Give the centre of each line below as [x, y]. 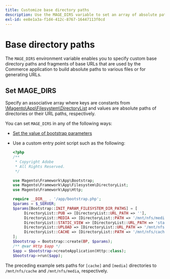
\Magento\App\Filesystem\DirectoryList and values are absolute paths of [81, 108]
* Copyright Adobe [34, 162]
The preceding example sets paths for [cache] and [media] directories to [81, 265]
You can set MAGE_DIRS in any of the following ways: [59, 124]
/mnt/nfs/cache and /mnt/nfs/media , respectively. [57, 271]
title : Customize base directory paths [47, 10]
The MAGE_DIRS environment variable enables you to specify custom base [81, 58]
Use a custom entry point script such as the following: [69, 143]
